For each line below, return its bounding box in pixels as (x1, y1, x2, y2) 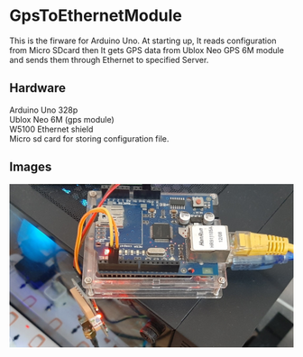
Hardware (9, 80, 66, 96)
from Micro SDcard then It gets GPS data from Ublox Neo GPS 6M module (9, 44, 284, 55)
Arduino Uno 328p (9, 105, 78, 115)
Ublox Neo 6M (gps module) (9, 114, 115, 124)
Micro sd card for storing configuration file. (9, 133, 170, 144)
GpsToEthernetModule (9, 5, 183, 26)
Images (9, 160, 52, 175)
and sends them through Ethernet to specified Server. (9, 54, 209, 65)
